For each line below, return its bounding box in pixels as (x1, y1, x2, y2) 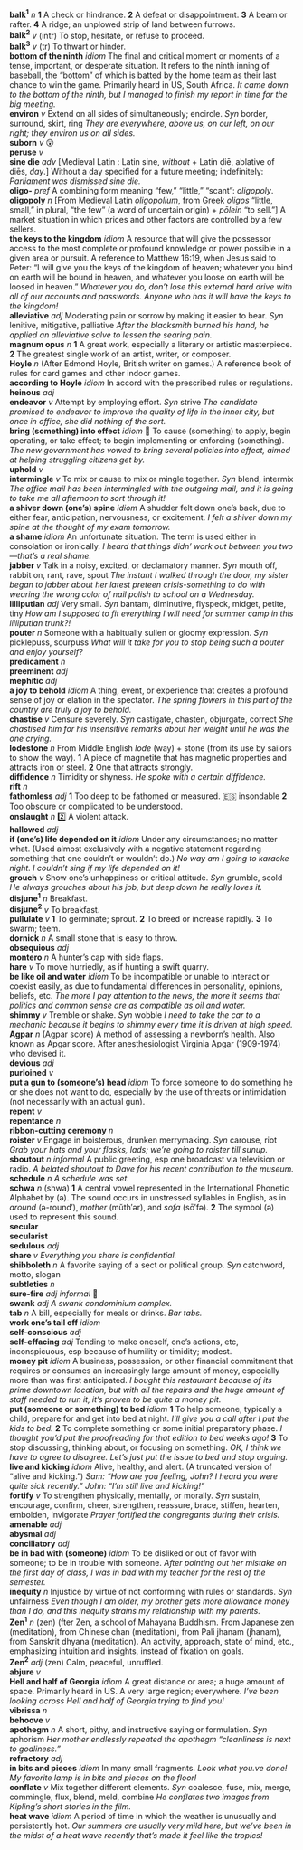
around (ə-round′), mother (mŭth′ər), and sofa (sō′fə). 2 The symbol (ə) (9, 1202, 275, 1213)
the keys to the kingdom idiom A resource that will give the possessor (9, 232, 271, 243)
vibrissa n (9, 1704, 48, 1715)
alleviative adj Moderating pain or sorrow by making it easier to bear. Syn (9, 309, 284, 320)
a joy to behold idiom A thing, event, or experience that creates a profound (9, 685, 288, 696)
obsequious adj (9, 943, 70, 953)
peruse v (9, 147, 43, 157)
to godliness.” (9, 1743, 62, 1754)
